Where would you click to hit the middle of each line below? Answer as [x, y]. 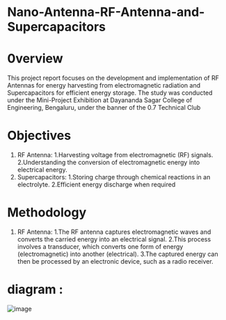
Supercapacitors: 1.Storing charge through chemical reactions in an [114, 177]
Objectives [39, 136]
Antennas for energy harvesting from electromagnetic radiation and [104, 86]
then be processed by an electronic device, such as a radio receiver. [115, 261]
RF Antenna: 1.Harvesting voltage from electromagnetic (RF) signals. [115, 155]
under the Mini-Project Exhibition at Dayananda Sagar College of [100, 100]
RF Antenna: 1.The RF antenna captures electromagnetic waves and [114, 232]
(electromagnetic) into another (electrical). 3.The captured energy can [118, 254]
